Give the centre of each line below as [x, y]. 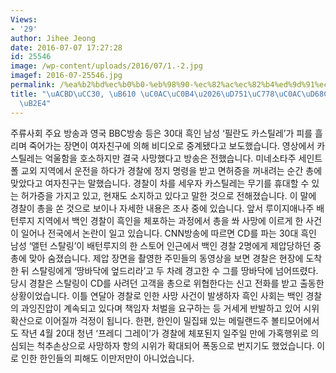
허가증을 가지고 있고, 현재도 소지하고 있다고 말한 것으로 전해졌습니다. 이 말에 [168, 195]
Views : [24, 19]
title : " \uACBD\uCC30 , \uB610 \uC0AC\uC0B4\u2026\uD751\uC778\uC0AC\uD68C [169, 94]
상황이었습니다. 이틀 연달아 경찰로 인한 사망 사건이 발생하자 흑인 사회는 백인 [157, 295]
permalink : [33, 85]
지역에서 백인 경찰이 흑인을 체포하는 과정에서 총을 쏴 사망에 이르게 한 [170, 220]
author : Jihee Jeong [53, 38]
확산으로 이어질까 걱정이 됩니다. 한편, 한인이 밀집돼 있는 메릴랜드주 [140, 320]
